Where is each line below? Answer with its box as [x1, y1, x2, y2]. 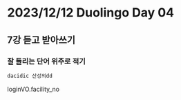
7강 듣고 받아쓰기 [7, 34, 76, 46]
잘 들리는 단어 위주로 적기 [7, 57, 86, 66]
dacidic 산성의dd [7, 72, 53, 79]
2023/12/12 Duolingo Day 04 [7, 5, 175, 21]
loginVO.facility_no [7, 85, 60, 93]
